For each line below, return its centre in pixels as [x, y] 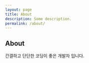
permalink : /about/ [25, 23]
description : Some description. [38, 19]
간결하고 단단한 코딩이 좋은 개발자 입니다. [45, 56]
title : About [19, 14]
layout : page [19, 10]
